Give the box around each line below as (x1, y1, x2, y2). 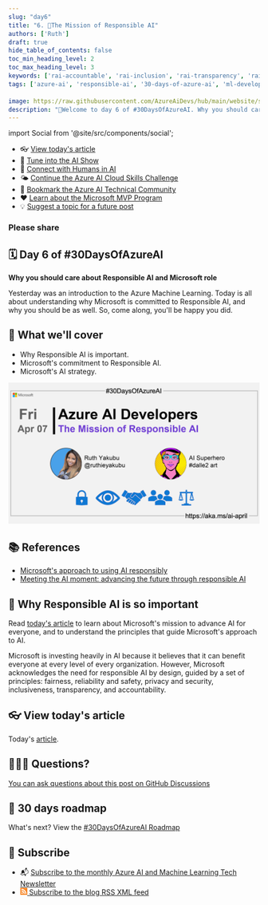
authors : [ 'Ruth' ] (8, 30, 69, 38)
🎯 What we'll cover (8, 328, 104, 342)
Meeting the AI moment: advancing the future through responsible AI (19, 575, 246, 584)
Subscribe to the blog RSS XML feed (29, 887, 149, 897)
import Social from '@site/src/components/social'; (8, 128, 174, 138)
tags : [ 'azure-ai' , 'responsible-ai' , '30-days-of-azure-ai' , (8, 80, 219, 88)
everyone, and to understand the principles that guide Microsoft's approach (8, 626, 258, 636)
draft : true (8, 38, 48, 46)
